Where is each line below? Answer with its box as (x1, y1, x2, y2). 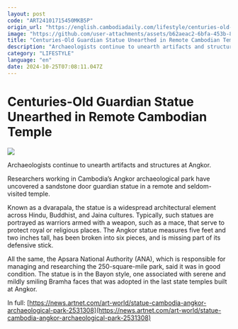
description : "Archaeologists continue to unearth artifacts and (7, 43, 204, 50)
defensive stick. (7, 240, 54, 249)
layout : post (7, 10, 46, 18)
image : (7, 30, 27, 38)
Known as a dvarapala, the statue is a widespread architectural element (7, 203, 216, 211)
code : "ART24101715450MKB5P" (7, 17, 93, 24)
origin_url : (7, 23, 42, 30)
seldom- (187, 182, 212, 190)
